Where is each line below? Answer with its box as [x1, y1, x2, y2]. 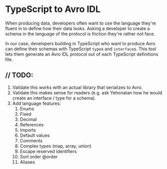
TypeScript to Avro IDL [5, 4, 101, 15]
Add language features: [12, 100, 61, 106]
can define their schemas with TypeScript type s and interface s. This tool [5, 46, 156, 52]
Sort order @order [19, 153, 58, 159]
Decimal [19, 116, 37, 122]
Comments [19, 137, 43, 143]
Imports [19, 127, 36, 133]
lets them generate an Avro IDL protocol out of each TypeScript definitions [5, 51, 158, 57]
